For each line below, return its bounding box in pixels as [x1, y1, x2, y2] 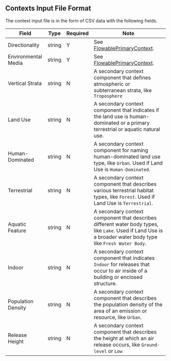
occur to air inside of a [93, 267, 148, 274]
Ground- [141, 342, 160, 348]
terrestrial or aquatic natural [93, 125, 160, 133]
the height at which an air [93, 334, 154, 342]
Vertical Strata [8, 80, 42, 87]
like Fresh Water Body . [93, 240, 147, 247]
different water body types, [93, 220, 159, 227]
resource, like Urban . [93, 314, 142, 321]
